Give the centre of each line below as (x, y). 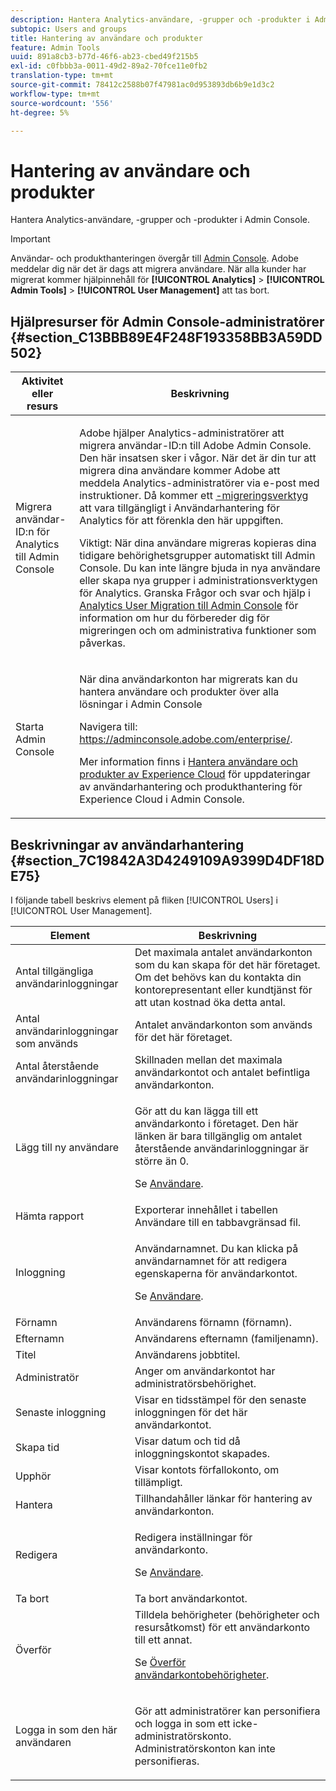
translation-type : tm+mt (62, 76)
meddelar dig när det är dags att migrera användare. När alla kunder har (158, 269)
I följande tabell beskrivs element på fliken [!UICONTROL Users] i (144, 900)
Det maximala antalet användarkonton (223, 952)
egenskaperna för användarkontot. (216, 1273)
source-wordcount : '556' (62, 103)
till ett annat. (163, 1639)
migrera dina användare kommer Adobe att (180, 471)
